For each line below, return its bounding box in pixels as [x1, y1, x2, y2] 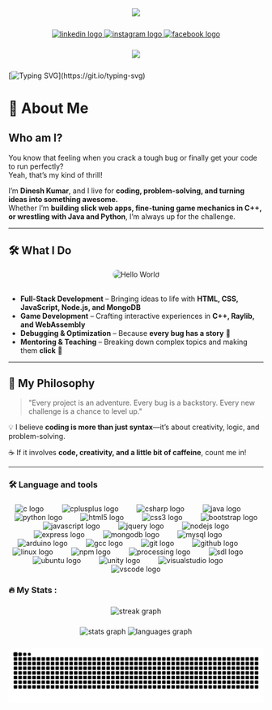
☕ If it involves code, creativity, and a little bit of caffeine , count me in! [8, 448, 247, 458]
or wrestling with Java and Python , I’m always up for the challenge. [8, 211, 236, 222]
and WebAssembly [19, 320, 86, 329]
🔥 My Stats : [8, 584, 57, 596]
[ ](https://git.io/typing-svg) [8, 71, 146, 80]
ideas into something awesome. [8, 194, 119, 204]
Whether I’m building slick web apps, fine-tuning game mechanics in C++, [8, 203, 262, 213]
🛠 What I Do [8, 243, 72, 258]
